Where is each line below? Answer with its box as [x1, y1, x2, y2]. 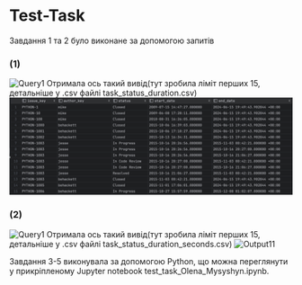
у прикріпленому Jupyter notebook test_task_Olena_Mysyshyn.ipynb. [9, 265, 270, 276]
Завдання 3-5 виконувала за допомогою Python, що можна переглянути [9, 255, 289, 266]
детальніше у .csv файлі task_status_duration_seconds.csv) [9, 238, 233, 249]
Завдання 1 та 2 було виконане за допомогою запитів [9, 35, 215, 46]
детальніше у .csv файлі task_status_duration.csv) [9, 87, 198, 99]
